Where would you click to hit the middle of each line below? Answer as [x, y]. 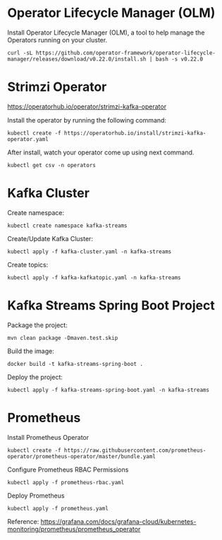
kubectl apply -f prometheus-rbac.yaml [66, 482]
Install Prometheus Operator [48, 437]
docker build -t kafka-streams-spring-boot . [75, 364]
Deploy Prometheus [36, 496]
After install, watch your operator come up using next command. [101, 152]
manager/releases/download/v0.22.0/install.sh [77, 59]
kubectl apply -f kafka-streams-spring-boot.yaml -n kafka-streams [109, 390]
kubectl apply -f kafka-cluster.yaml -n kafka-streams [90, 252]
